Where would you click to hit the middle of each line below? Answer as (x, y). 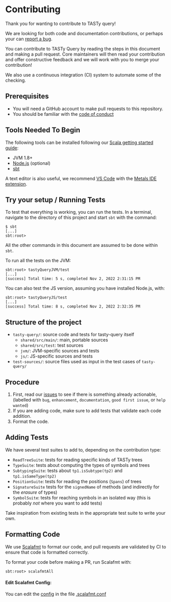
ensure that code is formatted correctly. (47, 552)
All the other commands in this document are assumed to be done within (82, 245)
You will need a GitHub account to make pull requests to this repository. (88, 109)
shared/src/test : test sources (52, 345)
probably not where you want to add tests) (57, 503)
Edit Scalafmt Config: (29, 583)
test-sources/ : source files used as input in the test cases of (77, 362)
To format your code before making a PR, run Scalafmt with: (68, 562)
